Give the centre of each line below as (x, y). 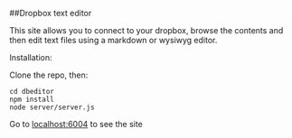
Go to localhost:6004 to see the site (76, 124)
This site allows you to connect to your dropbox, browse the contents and (146, 30)
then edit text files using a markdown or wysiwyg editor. (113, 40)
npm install (32, 99)
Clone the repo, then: (49, 75)
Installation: (31, 57)
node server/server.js (52, 107)
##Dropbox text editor (51, 13)
